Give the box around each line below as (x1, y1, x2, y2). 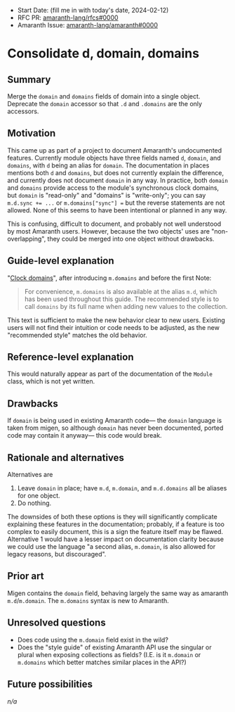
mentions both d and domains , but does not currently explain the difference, (7, 168, 224, 177)
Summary (7, 73, 51, 85)
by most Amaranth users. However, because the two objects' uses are (7, 227, 210, 235)
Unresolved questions (7, 617, 107, 629)
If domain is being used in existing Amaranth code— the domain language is (7, 417, 222, 425)
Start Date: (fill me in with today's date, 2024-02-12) (17, 6, 169, 14)
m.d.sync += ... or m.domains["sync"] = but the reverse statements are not (7, 198, 225, 207)
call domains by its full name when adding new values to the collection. (24, 302, 228, 310)
